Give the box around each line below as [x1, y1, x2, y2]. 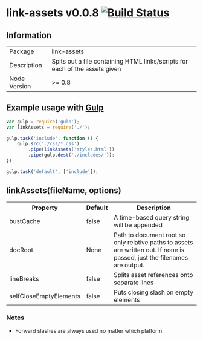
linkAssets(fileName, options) [6, 185, 122, 196]
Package [9, 47, 34, 56]
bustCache [9, 217, 40, 225]
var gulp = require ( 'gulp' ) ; [6, 119, 80, 125]
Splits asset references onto [114, 270, 193, 279]
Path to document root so [114, 230, 186, 239]
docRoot [9, 246, 34, 254]
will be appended [114, 221, 163, 229]
